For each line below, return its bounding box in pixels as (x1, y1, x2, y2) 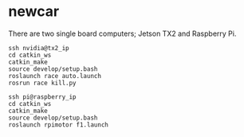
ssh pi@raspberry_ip (8, 92, 77, 101)
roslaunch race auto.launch (8, 72, 102, 80)
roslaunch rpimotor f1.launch (8, 120, 109, 129)
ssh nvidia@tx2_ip (8, 44, 69, 52)
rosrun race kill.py (8, 79, 77, 87)
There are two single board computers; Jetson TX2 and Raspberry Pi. (8, 29, 237, 38)
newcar (8, 2, 60, 21)
